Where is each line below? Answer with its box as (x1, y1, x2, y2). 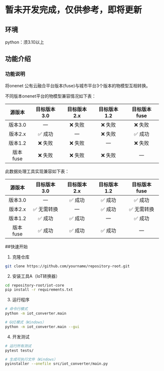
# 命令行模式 (5, 307, 28, 312)
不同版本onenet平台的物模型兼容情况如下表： (5, 93, 96, 99)
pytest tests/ (5, 348, 34, 353)
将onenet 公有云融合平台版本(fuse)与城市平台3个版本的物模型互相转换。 (5, 82, 150, 88)
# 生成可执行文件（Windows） (5, 357, 58, 362)
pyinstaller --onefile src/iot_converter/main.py (5, 361, 108, 366)
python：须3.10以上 (5, 39, 44, 45)
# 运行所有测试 (5, 343, 32, 349)
